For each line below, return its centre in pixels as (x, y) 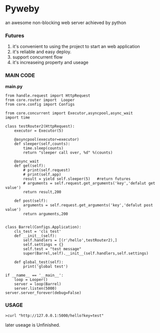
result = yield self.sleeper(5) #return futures (77, 179)
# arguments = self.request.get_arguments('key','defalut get (89, 183)
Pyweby (22, 9)
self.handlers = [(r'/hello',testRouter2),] (70, 240)
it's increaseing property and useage (50, 63)
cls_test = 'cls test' (38, 231)
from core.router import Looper (40, 100)
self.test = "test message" (52, 249)
